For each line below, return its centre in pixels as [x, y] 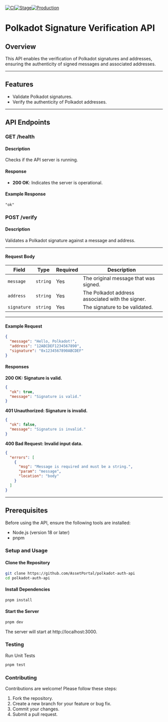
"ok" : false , [23, 425]
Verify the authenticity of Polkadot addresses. [59, 102]
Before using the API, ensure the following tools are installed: [68, 523]
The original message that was [119, 278]
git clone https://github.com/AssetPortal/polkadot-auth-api [70, 573]
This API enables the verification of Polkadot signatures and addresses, [79, 59]
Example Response [25, 194]
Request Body [20, 257]
